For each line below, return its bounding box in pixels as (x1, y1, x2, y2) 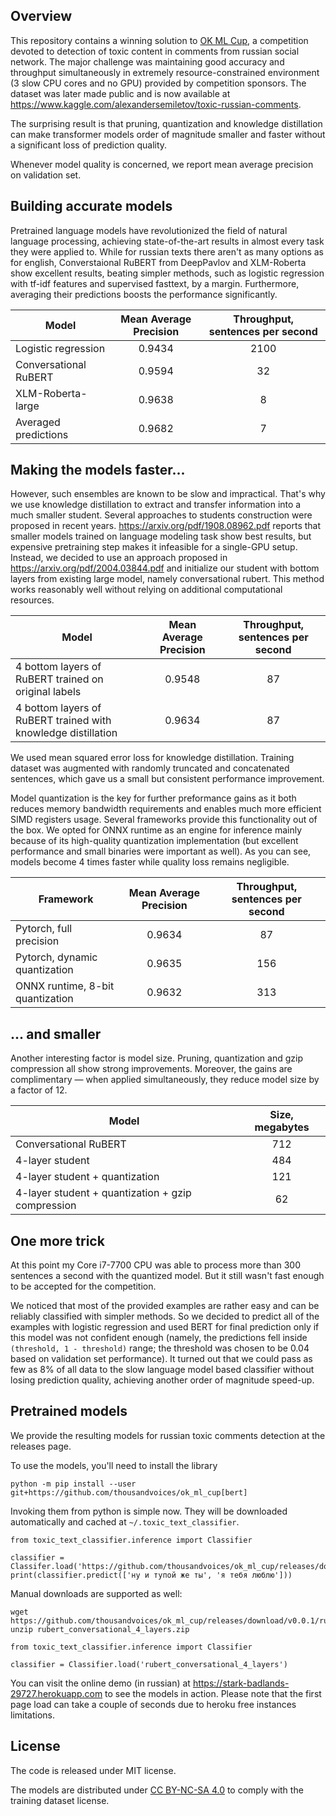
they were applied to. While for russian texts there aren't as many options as (10, 245, 324, 258)
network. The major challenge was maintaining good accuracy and (10, 55, 285, 68)
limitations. (10, 1709, 56, 1721)
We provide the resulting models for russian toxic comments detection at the (10, 1429, 326, 1441)
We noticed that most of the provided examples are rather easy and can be (10, 1300, 320, 1312)
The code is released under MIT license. (10, 1764, 177, 1776)
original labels (15, 685, 82, 699)
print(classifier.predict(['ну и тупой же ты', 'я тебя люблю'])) (10, 1570, 293, 1580)
